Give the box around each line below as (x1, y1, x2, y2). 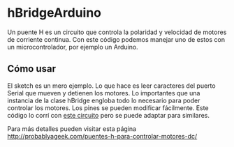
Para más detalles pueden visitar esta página (7, 124, 137, 133)
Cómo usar (7, 63, 57, 75)
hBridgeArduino (7, 5, 102, 21)
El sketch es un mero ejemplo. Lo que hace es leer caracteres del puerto (7, 82, 216, 90)
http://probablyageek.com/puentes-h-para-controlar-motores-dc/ (7, 132, 198, 140)
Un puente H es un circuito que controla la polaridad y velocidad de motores (7, 28, 227, 36)
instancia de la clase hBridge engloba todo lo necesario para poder (7, 96, 200, 105)
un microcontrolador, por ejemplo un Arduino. (7, 42, 138, 51)
